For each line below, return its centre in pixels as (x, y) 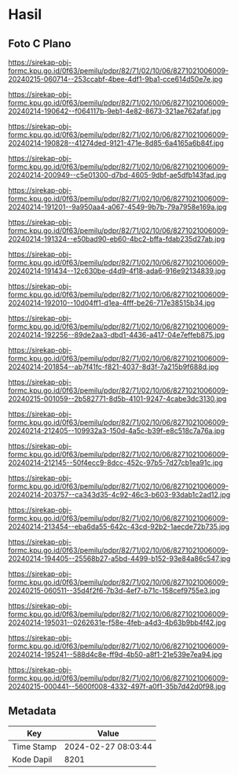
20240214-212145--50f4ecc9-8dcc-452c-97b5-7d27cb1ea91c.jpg (116, 463)
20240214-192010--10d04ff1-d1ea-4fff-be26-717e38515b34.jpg (112, 303)
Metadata (32, 711)
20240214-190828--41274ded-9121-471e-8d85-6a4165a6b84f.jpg (116, 143)
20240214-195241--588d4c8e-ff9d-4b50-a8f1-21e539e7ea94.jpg (115, 654)
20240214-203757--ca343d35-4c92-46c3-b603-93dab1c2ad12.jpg (119, 495)
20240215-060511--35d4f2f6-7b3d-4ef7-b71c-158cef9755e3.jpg (114, 590)
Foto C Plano (40, 44)
